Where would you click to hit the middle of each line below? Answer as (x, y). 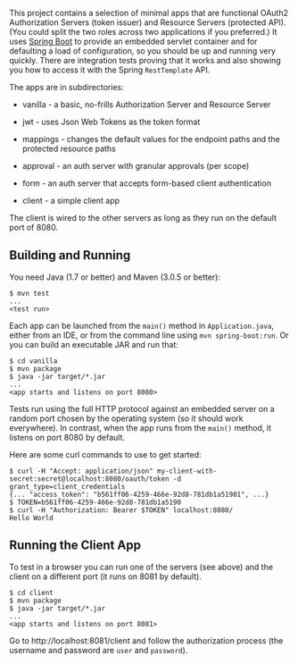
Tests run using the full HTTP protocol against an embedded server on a (142, 408)
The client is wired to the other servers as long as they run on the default (143, 218)
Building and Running (70, 255)
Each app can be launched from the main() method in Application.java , (142, 325)
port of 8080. (34, 227)
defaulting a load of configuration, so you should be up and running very (143, 51)
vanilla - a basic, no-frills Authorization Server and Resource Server (146, 105)
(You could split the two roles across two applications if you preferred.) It (143, 32)
